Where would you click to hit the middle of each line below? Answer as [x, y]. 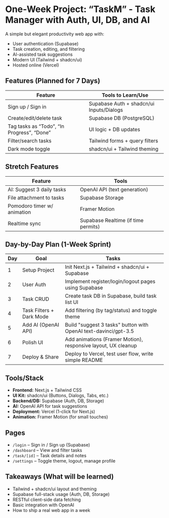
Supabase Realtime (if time [112, 220]
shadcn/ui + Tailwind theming [123, 149]
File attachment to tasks [36, 197]
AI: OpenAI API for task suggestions [50, 406]
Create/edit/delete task [35, 118]
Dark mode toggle [29, 149]
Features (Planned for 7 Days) [53, 81]
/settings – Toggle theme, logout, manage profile [64, 461]
